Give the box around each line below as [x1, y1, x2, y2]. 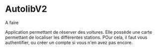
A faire [5, 20, 19, 25]
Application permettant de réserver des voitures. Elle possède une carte [5, 29, 153, 35]
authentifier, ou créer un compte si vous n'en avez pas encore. [5, 39, 133, 45]
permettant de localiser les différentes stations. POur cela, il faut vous [5, 34, 148, 40]
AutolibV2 [5, 3, 48, 15]
